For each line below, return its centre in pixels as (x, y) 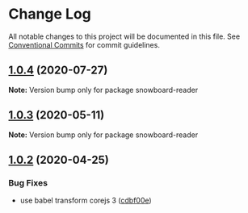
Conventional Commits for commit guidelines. (84, 44)
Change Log (50, 14)
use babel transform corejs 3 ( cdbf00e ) (86, 200)
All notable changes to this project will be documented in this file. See (124, 36)
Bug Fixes (28, 182)
